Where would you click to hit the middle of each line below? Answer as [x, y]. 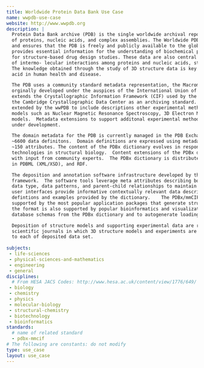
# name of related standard [47, 333]
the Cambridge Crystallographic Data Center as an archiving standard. [104, 102]
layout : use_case [28, 356]
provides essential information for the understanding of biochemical [103, 52]
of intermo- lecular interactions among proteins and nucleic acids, [101, 63]
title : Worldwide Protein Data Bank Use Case [65, 12]
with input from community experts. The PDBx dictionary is [91, 158]
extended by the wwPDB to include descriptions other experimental [99, 108]
